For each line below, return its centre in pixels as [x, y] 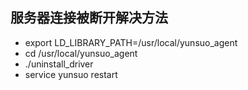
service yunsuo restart [71, 74]
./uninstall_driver [59, 64]
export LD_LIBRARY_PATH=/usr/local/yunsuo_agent [131, 42]
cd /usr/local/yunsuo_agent [81, 53]
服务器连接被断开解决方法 [89, 18]
